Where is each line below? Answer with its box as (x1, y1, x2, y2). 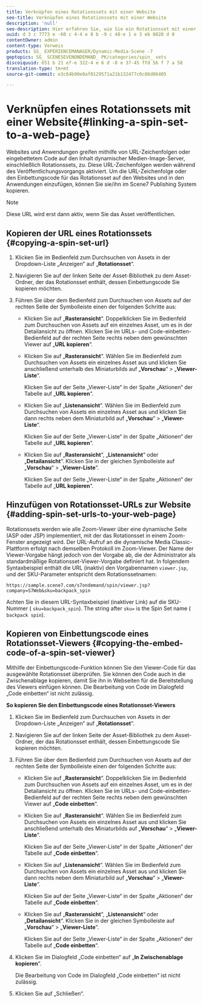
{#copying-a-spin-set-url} (6, 237, 109, 248)
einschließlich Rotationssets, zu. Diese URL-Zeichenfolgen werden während (6, 161, 196, 169)
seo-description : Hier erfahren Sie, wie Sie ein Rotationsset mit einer (6, 25, 197, 32)
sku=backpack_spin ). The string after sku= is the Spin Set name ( (32, 605, 191, 612)
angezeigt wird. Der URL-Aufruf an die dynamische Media (26, 538, 171, 545)
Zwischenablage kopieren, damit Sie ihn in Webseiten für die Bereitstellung (6, 676, 193, 684)
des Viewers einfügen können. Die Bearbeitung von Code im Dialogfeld (6, 683, 184, 690)
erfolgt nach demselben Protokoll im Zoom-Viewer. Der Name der (30, 545, 194, 552)
